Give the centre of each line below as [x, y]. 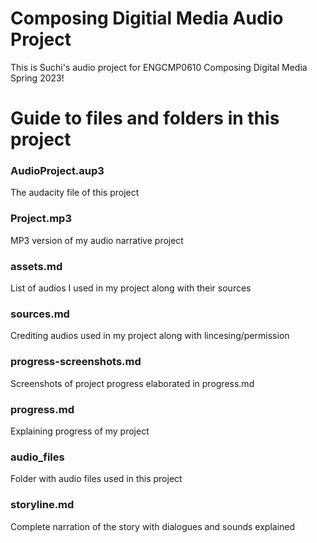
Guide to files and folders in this [145, 118]
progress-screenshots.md [76, 362]
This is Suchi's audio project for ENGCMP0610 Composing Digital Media [159, 67]
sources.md [40, 314]
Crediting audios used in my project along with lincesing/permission [150, 336]
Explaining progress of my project [80, 431]
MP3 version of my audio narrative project [97, 240]
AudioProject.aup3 [57, 171]
